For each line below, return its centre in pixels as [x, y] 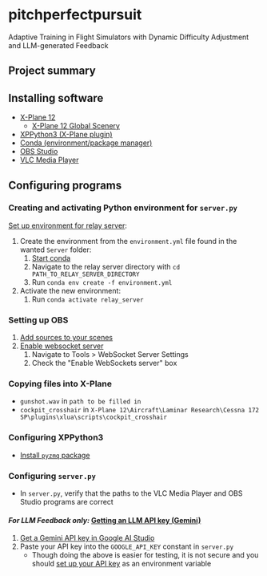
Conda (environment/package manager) [86, 143]
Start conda [51, 258]
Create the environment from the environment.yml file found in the [128, 241]
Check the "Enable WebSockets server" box [104, 363]
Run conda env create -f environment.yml [102, 282]
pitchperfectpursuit [75, 15]
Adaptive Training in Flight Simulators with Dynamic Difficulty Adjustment [129, 37]
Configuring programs [65, 185]
